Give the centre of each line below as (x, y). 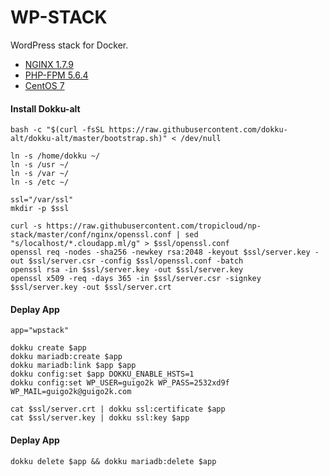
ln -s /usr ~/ (40, 165)
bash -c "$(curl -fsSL (57, 130)
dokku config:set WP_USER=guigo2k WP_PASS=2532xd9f (120, 383)
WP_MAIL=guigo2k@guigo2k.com (71, 392)
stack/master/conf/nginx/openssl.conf (91, 235)
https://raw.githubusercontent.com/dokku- (198, 130)
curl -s (26, 226)
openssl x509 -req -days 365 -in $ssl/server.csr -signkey (136, 279)
